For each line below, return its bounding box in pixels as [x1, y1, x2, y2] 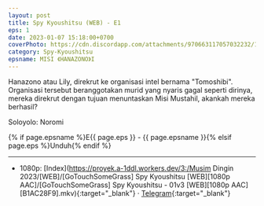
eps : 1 [8, 26, 30, 34]
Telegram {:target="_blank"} [141, 188, 231, 197]
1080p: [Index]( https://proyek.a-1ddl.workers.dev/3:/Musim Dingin [19, 163, 234, 173]
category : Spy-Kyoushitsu [8, 48, 93, 56]
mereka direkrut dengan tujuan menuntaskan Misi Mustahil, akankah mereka [8, 94, 255, 103]
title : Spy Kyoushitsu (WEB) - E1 [8, 19, 122, 27]
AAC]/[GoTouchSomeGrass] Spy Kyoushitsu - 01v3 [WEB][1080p [19, 180, 230, 189]
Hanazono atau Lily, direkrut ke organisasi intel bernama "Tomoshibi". [8, 76, 233, 86]
